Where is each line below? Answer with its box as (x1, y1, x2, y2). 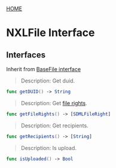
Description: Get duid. (20, 77, 75, 84)
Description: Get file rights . (20, 99, 88, 106)
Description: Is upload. (20, 144, 77, 151)
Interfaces (6, 50, 46, 60)
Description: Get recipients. (20, 122, 88, 129)
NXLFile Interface (6, 26, 95, 39)
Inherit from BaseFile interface (6, 66, 81, 72)
